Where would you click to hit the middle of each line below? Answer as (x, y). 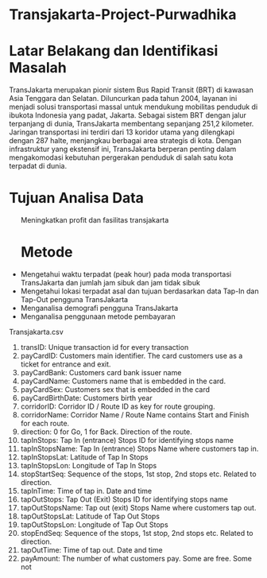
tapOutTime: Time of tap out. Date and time (91, 550)
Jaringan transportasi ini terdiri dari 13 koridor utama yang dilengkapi (122, 132)
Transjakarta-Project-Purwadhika (123, 15)
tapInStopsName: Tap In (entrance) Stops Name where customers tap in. (139, 448)
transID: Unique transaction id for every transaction (104, 347)
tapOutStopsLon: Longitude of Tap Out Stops (95, 525)
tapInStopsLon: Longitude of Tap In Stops (89, 466)
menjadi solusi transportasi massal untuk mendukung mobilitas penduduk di (133, 107)
